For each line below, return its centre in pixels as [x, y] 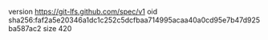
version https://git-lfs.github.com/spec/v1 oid [83, 12]
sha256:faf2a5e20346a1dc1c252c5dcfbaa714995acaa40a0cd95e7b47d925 [134, 20]
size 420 [57, 28]
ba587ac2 [25, 28]
